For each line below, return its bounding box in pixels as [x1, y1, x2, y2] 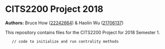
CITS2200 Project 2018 [5, 3, 103, 15]
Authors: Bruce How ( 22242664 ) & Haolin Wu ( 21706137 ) [5, 20, 124, 26]
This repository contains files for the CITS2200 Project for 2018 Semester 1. [5, 29, 160, 35]
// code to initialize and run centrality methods [11, 39, 119, 44]
